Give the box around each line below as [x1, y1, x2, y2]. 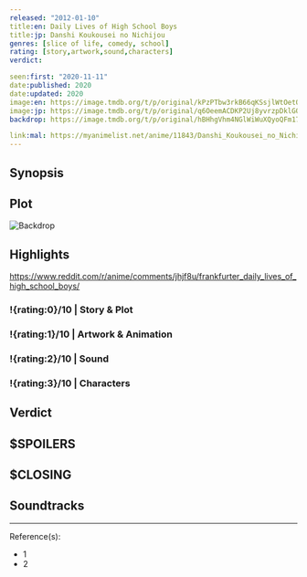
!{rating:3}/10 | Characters [9, 376, 131, 389]
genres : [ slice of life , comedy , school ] [9, 38, 170, 48]
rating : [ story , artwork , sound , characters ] [9, 47, 174, 57]
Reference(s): [9, 530, 61, 541]
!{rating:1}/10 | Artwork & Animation [9, 328, 174, 341]
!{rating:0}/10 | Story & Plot [9, 303, 133, 316]
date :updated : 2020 [9, 89, 84, 99]
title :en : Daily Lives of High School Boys [9, 22, 178, 31]
